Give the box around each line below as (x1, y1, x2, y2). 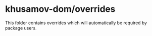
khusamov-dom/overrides (5, 3, 115, 15)
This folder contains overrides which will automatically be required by (5, 20, 147, 26)
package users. (5, 25, 37, 31)
